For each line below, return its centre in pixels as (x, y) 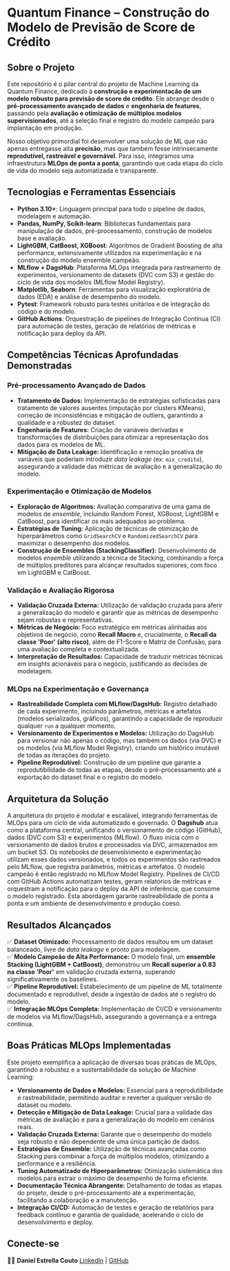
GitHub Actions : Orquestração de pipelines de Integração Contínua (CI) (119, 318)
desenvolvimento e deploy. (55, 1222)
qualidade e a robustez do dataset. (66, 423)
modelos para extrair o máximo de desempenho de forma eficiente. (113, 1178)
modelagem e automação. (54, 216)
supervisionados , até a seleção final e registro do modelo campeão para (111, 121)
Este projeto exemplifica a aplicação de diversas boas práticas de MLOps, (112, 1062)
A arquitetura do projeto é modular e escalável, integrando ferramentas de (113, 815)
